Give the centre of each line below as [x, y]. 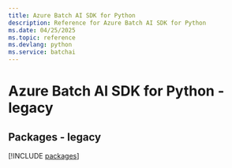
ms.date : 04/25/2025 [42, 30]
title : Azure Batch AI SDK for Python [72, 15]
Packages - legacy [54, 137]
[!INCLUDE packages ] [44, 156]
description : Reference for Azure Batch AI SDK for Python [107, 23]
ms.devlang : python [40, 45]
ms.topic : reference [42, 37]
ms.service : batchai [42, 52]
